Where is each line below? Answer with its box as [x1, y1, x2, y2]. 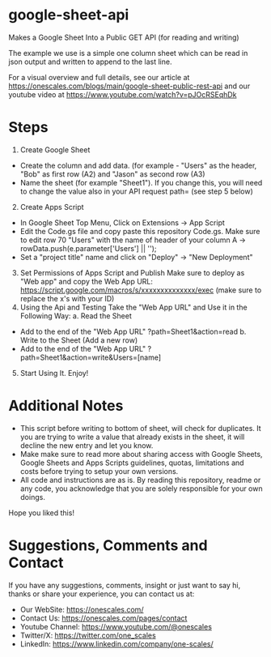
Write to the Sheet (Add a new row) [19, 335, 138, 345]
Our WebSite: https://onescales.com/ [19, 604, 144, 614]
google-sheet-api [8, 6, 129, 24]
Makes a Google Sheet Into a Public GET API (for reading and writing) [8, 32, 240, 42]
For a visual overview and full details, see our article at [8, 72, 190, 82]
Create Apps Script [19, 202, 84, 211]
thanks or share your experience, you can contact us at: [8, 589, 195, 599]
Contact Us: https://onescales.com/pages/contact [19, 613, 188, 623]
